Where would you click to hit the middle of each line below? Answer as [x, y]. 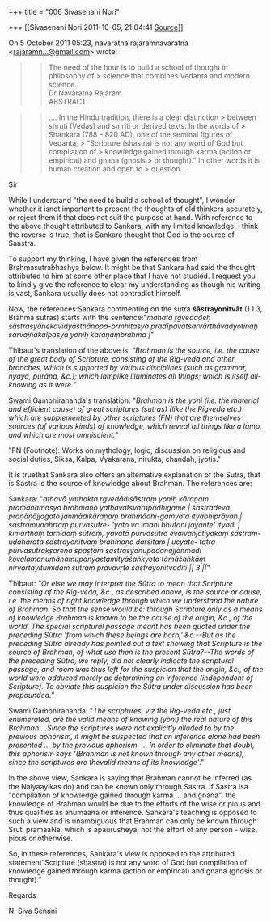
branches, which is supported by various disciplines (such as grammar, [128, 368]
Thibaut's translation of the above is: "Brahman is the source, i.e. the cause [134, 350]
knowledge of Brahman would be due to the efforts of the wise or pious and [135, 804]
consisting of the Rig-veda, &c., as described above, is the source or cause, [135, 592]
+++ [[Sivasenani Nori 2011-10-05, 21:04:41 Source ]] [96, 27]
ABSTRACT [67, 102]
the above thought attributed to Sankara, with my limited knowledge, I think [133, 226]
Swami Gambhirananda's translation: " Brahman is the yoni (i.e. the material [133, 400]
